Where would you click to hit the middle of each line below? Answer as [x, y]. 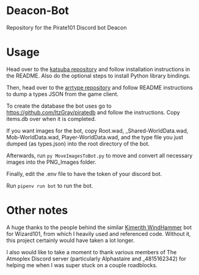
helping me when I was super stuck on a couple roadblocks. [82, 265]
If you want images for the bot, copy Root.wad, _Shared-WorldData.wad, [97, 130]
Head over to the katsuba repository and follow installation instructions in [98, 69]
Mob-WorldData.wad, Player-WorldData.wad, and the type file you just [95, 137]
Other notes [37, 211]
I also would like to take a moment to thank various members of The [92, 252]
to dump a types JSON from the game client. [63, 94]
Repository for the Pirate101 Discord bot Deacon [67, 28]
